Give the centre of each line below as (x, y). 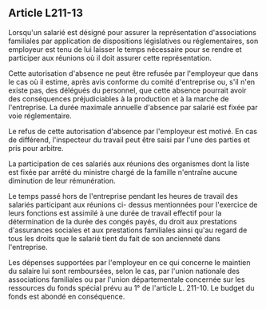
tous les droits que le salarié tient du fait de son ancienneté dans (115, 238)
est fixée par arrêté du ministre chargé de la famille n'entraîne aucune (123, 172)
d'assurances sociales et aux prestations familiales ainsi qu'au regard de (128, 230)
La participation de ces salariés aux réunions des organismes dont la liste (129, 164)
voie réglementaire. (40, 116)
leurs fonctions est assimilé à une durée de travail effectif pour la (115, 213)
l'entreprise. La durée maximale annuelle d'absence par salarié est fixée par (133, 107)
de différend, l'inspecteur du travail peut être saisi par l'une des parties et (129, 140)
